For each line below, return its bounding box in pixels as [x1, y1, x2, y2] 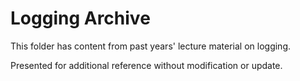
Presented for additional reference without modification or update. [10, 59, 283, 71]
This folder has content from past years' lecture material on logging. [10, 40, 292, 52]
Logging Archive [10, 7, 151, 30]
